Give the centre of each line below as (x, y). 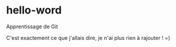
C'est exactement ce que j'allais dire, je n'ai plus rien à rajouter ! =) (88, 38)
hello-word (34, 10)
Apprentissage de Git (32, 26)
